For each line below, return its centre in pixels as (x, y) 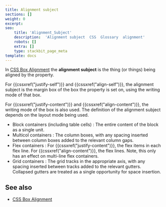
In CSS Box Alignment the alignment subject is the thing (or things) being (80, 70)
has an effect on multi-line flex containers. (55, 156)
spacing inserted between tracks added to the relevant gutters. (77, 166)
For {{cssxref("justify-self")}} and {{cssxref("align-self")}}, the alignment (80, 84)
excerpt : (14, 23)
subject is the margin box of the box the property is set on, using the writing (83, 90)
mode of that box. (23, 95)
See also (19, 187)
